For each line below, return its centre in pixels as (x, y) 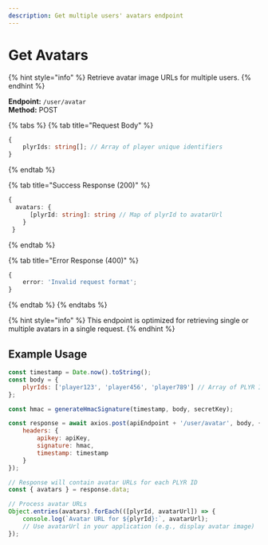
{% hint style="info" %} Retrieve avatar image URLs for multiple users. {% (130, 77)
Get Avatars (49, 55)
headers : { (41, 431)
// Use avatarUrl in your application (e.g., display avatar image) (139, 526)
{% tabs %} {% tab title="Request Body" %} (81, 125)
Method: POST (33, 109)
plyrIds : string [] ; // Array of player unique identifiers (123, 147)
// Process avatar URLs (48, 504)
